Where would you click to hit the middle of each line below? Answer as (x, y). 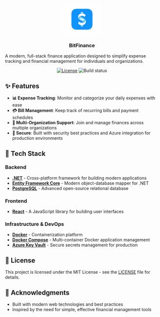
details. (12, 277)
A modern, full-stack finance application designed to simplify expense (76, 56)
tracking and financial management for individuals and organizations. (74, 61)
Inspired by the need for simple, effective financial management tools (82, 310)
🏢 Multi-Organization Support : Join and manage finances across (78, 123)
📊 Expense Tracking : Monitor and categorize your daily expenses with (84, 98)
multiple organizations (34, 128)
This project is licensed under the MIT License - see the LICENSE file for (78, 272)
